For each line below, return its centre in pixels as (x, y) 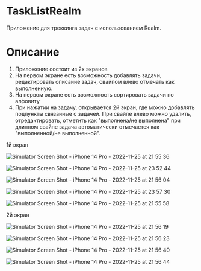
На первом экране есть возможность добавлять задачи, (88, 75)
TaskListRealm (44, 11)
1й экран (17, 145)
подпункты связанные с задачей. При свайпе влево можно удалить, (103, 113)
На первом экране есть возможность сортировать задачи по (94, 94)
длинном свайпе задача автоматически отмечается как (87, 126)
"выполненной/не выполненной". (57, 133)
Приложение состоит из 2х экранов (61, 69)
